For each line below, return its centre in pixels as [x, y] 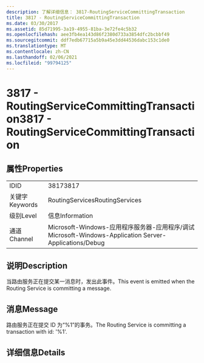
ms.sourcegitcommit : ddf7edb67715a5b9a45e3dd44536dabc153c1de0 [88, 40]
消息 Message [32, 309]
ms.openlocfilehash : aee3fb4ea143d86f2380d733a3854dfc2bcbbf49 [88, 35]
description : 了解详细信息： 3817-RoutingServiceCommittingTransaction [96, 12]
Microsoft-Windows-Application [95, 235]
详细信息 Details [36, 352]
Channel [21, 239]
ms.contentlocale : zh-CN [38, 52]
